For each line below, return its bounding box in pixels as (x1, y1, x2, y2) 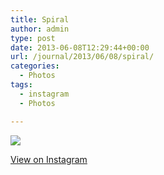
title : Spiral (10, 14, 70, 25)
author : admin (10, 24, 70, 34)
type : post (10, 33, 56, 43)
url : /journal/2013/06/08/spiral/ (10, 52, 155, 62)
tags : (10, 80, 33, 90)
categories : (10, 61, 60, 71)
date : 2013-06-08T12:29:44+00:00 (10, 42, 150, 53)
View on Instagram (10, 153, 88, 165)
